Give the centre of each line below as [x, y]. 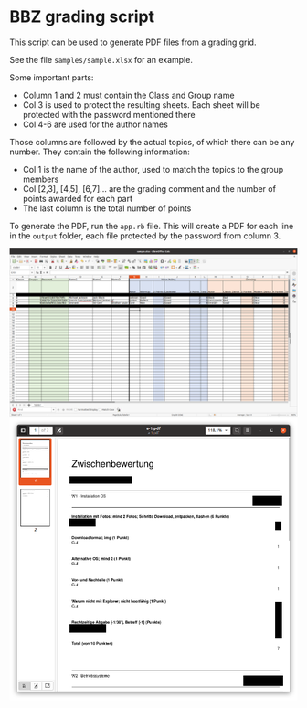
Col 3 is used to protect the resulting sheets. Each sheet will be [141, 105]
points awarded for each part [78, 198]
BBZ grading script [82, 17]
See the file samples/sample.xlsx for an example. [101, 59]
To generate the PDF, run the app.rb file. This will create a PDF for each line [152, 226]
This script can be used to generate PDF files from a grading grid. [133, 42]
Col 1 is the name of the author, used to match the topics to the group [153, 169]
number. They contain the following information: [100, 152]
